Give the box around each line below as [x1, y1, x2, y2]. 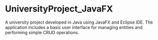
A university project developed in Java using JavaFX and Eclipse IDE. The [5, 19, 153, 25]
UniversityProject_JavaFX [5, 3, 113, 14]
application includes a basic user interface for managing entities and [5, 24, 143, 30]
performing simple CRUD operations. [5, 29, 79, 35]
